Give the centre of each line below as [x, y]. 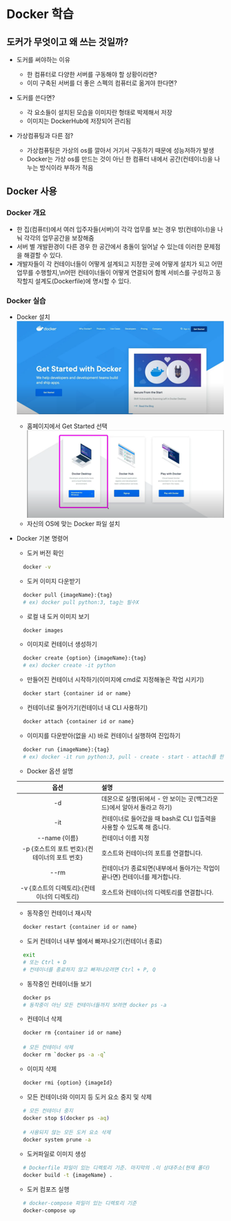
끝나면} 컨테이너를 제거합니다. [141, 877]
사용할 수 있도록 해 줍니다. [136, 827]
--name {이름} [58, 838]
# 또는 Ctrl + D [45, 962]
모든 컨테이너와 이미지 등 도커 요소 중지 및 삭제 [89, 1097]
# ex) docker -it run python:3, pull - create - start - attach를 [120, 757]
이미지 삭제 [41, 1068]
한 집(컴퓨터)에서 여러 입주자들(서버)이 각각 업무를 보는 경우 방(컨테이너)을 [116, 229]
